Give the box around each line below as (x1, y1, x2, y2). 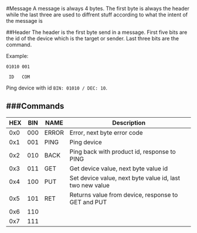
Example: (6, 53, 29, 59)
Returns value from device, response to (69, 190, 178, 198)
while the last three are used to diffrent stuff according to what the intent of (6, 11, 188, 18)
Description (112, 118, 145, 126)
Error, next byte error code (69, 128, 143, 136)
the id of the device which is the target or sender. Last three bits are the (6, 35, 179, 42)
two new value (69, 181, 110, 189)
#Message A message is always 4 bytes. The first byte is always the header (6, 5, 189, 12)
